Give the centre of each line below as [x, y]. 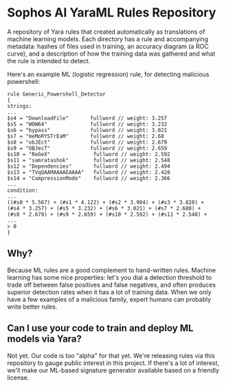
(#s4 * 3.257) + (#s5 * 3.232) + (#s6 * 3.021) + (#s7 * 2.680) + [104, 208]
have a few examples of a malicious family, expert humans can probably [109, 299]
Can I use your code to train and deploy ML [100, 328]
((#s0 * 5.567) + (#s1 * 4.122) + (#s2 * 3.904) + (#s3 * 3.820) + [106, 202]
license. [18, 377]
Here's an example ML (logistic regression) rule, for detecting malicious [108, 74]
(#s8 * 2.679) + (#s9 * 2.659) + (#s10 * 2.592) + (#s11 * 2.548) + [107, 214]
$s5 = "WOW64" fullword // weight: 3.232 [87, 124]
